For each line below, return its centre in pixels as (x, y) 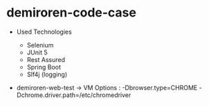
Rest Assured (46, 59)
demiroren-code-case (71, 13)
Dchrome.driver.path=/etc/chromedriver (74, 95)
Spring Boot (44, 67)
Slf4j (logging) (47, 74)
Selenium (40, 45)
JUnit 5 (37, 52)
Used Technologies (44, 32)
